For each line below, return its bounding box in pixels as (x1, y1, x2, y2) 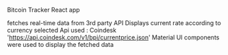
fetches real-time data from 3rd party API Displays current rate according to (7, 19, 221, 26)
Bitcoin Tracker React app (7, 6, 80, 14)
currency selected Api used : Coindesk (7, 26, 116, 34)
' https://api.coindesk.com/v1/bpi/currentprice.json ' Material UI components (7, 33, 220, 41)
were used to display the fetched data (7, 41, 114, 48)
